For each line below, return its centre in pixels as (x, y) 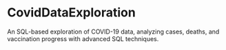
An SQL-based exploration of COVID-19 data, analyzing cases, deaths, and (113, 32)
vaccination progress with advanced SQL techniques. (83, 38)
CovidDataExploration (71, 13)
